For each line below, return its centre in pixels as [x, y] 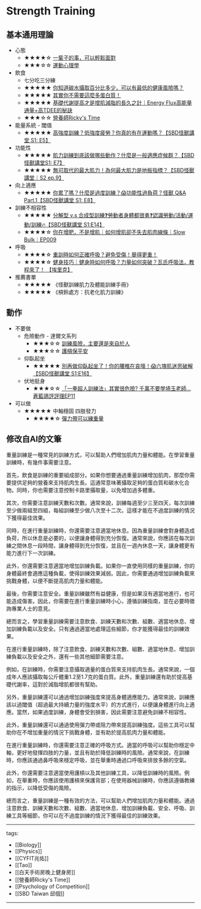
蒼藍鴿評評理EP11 [54, 396]
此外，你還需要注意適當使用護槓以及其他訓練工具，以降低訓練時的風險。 [95, 773]
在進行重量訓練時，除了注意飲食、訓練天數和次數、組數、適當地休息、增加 [98, 649]
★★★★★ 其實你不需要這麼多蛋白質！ [72, 95]
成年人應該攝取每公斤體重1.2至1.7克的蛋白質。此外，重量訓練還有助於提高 [97, 677]
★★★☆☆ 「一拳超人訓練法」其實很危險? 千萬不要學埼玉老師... [112, 388]
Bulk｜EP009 [40, 239]
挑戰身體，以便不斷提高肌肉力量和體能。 [56, 581]
